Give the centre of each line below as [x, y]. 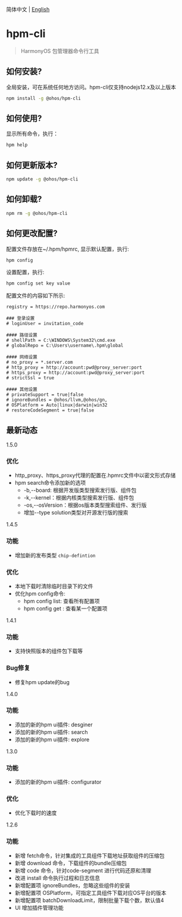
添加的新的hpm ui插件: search [51, 732]
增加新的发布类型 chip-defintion [55, 555]
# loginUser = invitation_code [45, 324]
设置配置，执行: [25, 272]
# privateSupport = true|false [45, 395]
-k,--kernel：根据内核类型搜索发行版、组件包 [79, 498]
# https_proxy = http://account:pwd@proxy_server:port [76, 373]
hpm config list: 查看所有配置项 [62, 601]
